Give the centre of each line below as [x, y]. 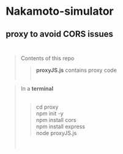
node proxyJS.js [56, 133]
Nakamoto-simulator [60, 11]
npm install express [60, 126]
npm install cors [56, 120]
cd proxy [47, 107]
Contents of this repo [47, 58]
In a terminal [37, 88]
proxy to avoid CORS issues [60, 34]
